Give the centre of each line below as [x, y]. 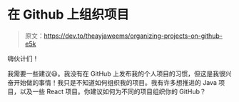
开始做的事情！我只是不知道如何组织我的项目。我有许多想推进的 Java [115, 82]
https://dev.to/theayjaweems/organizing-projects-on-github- [133, 36]
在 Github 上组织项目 [68, 15]
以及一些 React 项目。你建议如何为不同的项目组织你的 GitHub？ [113, 91]
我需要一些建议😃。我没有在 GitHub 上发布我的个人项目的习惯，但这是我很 [117, 73]
